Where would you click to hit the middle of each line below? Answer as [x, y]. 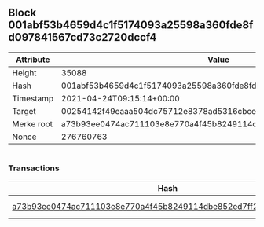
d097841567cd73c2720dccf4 [82, 37]
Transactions [34, 168]
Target [24, 111]
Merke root [33, 123]
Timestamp [33, 98]
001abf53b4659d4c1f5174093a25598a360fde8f [131, 26]
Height [24, 72]
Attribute [33, 60]
